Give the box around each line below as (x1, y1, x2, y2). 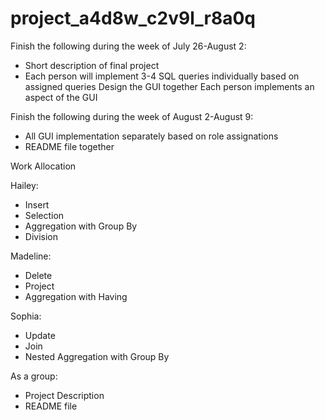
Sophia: (10, 310, 42, 322)
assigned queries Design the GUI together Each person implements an (24, 80, 315, 92)
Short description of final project (24, 59, 160, 71)
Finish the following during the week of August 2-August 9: (10, 110, 254, 122)
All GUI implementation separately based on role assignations (24, 130, 279, 142)
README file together (24, 140, 115, 152)
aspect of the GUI (24, 91, 98, 103)
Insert (24, 198, 50, 211)
